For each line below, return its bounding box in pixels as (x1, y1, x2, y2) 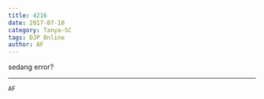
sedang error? (8, 62, 54, 71)
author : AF (8, 41, 44, 49)
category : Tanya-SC (8, 26, 72, 34)
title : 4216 (8, 11, 47, 20)
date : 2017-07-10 (8, 19, 65, 27)
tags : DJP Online (8, 33, 65, 42)
